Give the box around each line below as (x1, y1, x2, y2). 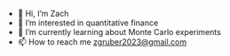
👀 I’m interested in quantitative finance (17, 17, 159, 28)
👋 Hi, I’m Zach (17, 9, 69, 18)
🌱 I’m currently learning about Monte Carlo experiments (17, 27, 222, 37)
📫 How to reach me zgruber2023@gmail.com (17, 37, 187, 47)
